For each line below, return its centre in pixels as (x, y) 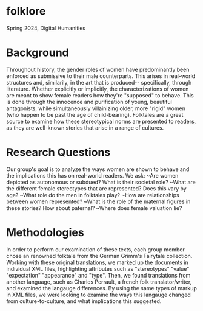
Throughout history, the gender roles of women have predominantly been (98, 69)
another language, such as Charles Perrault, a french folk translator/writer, (99, 282)
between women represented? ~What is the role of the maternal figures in (98, 201)
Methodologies (45, 232)
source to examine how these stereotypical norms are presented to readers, (101, 121)
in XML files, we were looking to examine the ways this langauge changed (98, 295)
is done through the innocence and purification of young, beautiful (89, 102)
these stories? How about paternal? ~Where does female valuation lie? (94, 208)
